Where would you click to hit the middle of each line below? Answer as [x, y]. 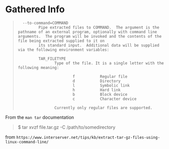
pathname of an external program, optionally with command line [87, 32]
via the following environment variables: [63, 49]
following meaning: [38, 67]
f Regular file [100, 77]
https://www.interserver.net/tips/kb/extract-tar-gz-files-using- [88, 137]
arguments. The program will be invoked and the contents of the [90, 36]
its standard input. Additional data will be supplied [99, 45]
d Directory [96, 81]
